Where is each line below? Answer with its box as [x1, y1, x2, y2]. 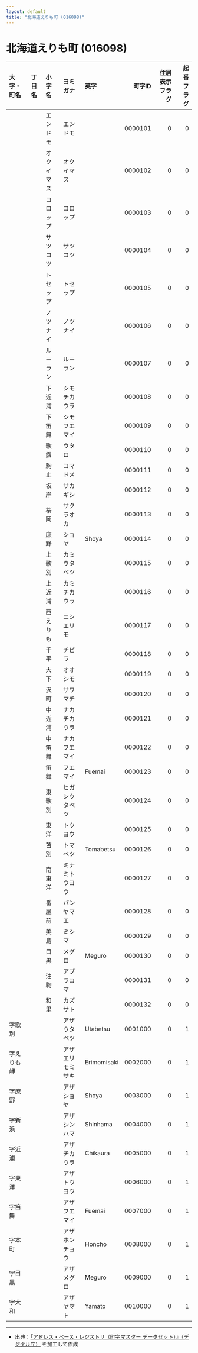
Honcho [84, 1240, 107, 1248]
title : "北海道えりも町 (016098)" [6, 14, 85, 20]
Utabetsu [84, 1025, 111, 1033]
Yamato [84, 1302, 106, 1310]
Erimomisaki [84, 1058, 119, 1067]
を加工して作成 [42, 1341, 78, 1348]
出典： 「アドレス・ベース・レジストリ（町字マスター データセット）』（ [14, 1333, 184, 1341]
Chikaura [84, 1149, 110, 1157]
